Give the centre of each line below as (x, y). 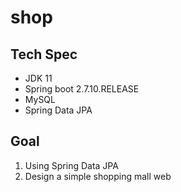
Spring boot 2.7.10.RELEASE (82, 89)
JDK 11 (38, 78)
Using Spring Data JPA (71, 165)
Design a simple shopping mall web (98, 176)
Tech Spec (44, 54)
